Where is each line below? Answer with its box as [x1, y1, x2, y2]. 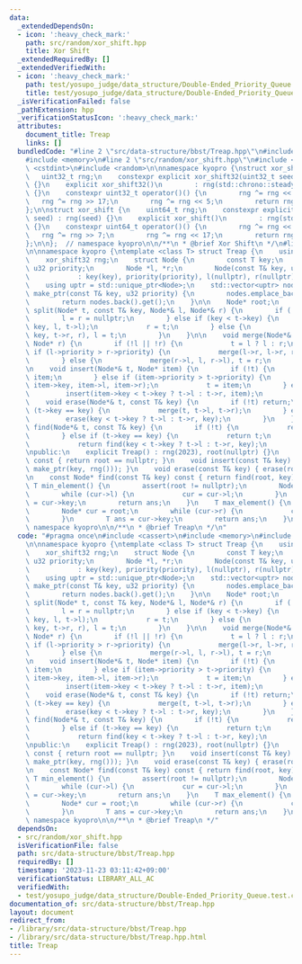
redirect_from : [9, 916, 67, 925]
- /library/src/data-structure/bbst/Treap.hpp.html [9, 933, 207, 942]
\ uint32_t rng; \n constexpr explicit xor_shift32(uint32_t [25, 172, 276, 181]
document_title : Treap [25, 130, 111, 139]
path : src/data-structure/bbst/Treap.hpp [17, 849, 175, 859]
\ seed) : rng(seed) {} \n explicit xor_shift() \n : [25, 213, 263, 223]
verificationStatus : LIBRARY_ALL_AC [17, 874, 155, 883]
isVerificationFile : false [17, 841, 119, 850]
